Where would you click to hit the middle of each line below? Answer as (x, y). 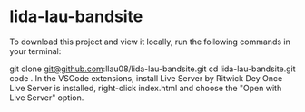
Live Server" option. (47, 98)
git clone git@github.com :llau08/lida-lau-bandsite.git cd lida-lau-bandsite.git (152, 69)
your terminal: (35, 51)
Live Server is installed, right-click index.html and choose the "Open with (146, 88)
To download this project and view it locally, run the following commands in (150, 42)
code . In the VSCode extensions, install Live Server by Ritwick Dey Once (146, 78)
